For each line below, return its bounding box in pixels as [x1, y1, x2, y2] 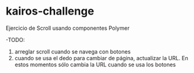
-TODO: [6, 36, 25, 43]
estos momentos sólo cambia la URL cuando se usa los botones [14, 61, 176, 68]
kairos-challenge [6, 4, 94, 18]
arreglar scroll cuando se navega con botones [14, 47, 131, 55]
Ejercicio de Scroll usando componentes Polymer [6, 24, 130, 32]
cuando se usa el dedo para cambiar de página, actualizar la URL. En [14, 54, 188, 61]
